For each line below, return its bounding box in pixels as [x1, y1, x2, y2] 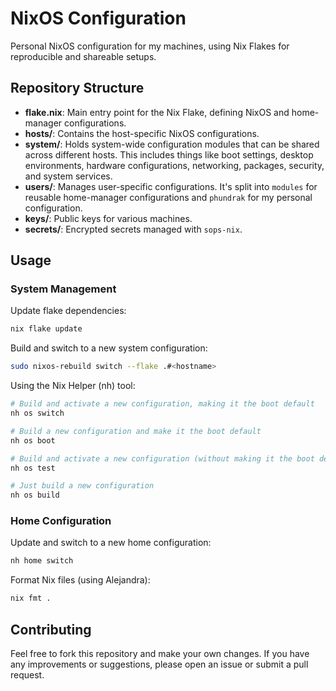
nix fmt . [10, 593, 52, 604]
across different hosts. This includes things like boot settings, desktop [24, 148, 314, 161]
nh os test [10, 463, 56, 473]
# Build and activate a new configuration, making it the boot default [10, 399, 315, 409]
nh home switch [10, 556, 74, 566]
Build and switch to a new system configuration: [10, 342, 208, 354]
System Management [10, 282, 117, 296]
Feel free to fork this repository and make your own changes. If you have [10, 648, 310, 660]
